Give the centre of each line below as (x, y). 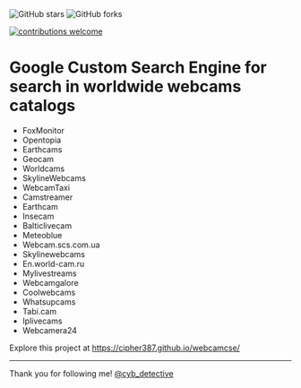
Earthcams (42, 149)
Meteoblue (42, 235)
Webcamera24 (50, 330)
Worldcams (43, 168)
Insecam (38, 216)
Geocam (38, 159)
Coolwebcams (49, 292)
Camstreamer (47, 197)
